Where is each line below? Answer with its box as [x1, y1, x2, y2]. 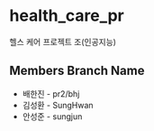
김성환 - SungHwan [22, 99, 94, 110]
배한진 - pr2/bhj [22, 88, 80, 99]
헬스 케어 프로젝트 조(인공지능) [9, 36, 117, 47]
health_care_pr [9, 5, 124, 26]
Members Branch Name [9, 63, 145, 79]
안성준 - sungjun [22, 110, 83, 122]
